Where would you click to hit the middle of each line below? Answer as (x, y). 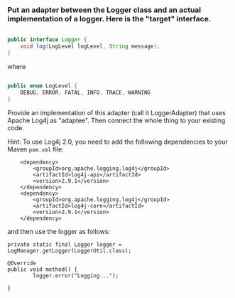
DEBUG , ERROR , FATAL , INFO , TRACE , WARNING (86, 92)
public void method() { (43, 269)
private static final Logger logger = (65, 244)
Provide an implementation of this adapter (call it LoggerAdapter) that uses (116, 112)
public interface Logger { (47, 40)
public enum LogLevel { (43, 86)
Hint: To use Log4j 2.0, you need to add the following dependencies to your (118, 142)
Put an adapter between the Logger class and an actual (104, 10)
